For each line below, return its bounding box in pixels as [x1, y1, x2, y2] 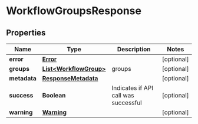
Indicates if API [111, 84, 153, 92]
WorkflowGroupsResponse [6, 4, 141, 18]
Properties [6, 28, 46, 38]
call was [111, 92, 134, 99]
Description [117, 45, 151, 53]
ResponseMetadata [42, 74, 98, 82]
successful [111, 99, 143, 107]
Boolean [42, 92, 66, 99]
